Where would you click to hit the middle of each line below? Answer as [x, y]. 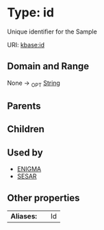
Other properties [43, 197]
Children [26, 129]
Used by [25, 152]
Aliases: [24, 216]
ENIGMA [29, 169]
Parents [24, 106]
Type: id [31, 13]
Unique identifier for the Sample [52, 31]
